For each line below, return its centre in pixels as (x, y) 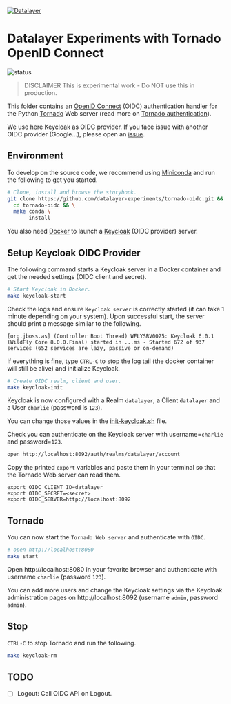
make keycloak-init (35, 387)
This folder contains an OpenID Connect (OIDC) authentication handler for (112, 106)
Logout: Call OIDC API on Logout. (64, 694)
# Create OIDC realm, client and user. (64, 381)
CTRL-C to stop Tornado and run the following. (72, 643)
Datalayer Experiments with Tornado (114, 39)
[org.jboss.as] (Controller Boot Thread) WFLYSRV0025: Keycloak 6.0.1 (111, 336)
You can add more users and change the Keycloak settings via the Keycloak (115, 590)
